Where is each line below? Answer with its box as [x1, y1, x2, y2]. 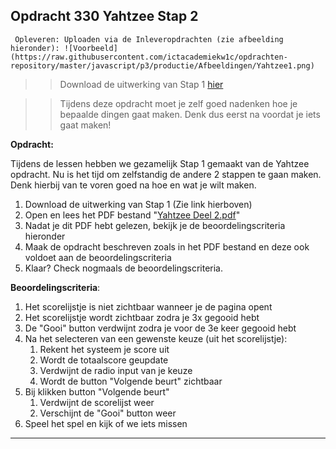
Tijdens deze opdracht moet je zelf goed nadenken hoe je [59, 97, 298, 109]
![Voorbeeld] [63, 43, 118, 53]
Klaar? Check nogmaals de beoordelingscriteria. [24, 262, 224, 274]
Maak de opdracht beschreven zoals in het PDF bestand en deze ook [24, 240, 310, 253]
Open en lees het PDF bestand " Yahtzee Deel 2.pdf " [24, 209, 241, 221]
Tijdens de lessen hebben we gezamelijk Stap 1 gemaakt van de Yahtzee [10, 157, 310, 169]
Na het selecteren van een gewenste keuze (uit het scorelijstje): [24, 332, 288, 344]
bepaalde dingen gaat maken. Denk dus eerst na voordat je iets [59, 108, 321, 120]
